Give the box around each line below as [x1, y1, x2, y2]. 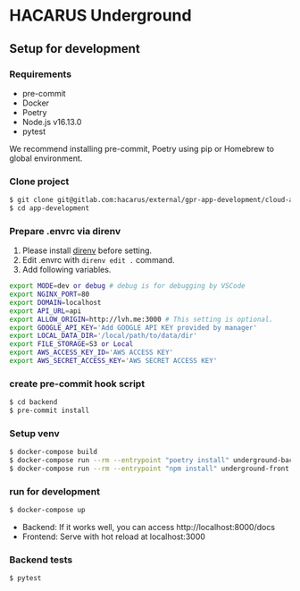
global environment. [9, 153, 83, 164]
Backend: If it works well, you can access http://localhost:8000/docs [21, 522, 275, 533]
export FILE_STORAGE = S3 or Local [9, 340, 134, 349]
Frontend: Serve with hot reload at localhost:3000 [21, 531, 205, 542]
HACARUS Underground [9, 5, 192, 26]
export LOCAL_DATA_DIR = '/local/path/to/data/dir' [9, 332, 198, 341]
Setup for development [9, 41, 140, 56]
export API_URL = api [9, 306, 82, 316]
